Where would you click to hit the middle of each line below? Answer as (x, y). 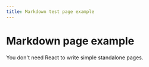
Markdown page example (70, 41)
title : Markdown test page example (50, 12)
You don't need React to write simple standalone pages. (75, 58)
